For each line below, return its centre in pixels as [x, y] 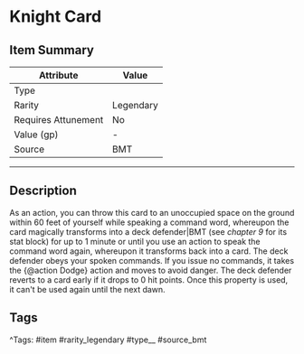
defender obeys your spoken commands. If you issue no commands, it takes [152, 260]
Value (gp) [36, 135]
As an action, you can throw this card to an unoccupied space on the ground [152, 212]
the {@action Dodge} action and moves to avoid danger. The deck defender [151, 270]
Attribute [59, 75]
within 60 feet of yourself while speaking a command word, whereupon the [149, 222]
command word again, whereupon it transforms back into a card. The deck [149, 251]
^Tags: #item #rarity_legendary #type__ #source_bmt [108, 340]
